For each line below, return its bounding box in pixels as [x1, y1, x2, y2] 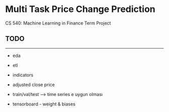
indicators [12, 71, 34, 78]
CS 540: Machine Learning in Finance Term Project [5, 20, 111, 26]
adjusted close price [12, 81, 55, 87]
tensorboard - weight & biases [12, 101, 75, 107]
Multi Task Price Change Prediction [5, 3, 156, 15]
